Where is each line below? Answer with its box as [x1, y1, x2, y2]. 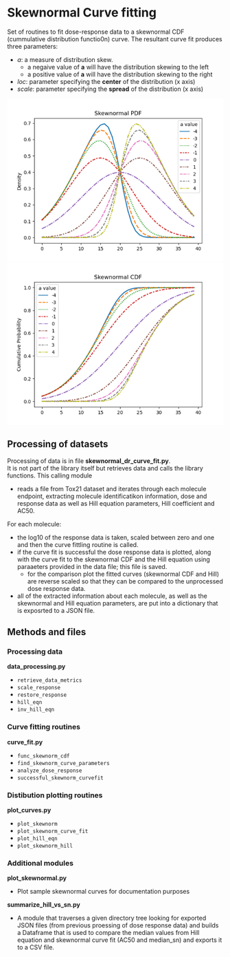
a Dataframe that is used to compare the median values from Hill [16, 929, 200, 937]
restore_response [16, 691, 67, 699]
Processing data [7, 647, 63, 656]
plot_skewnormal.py [7, 874, 67, 882]
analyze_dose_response [16, 767, 82, 774]
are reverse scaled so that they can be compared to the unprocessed [27, 577, 223, 585]
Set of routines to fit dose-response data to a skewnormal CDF [7, 28, 185, 36]
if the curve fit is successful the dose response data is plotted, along [16, 548, 211, 556]
